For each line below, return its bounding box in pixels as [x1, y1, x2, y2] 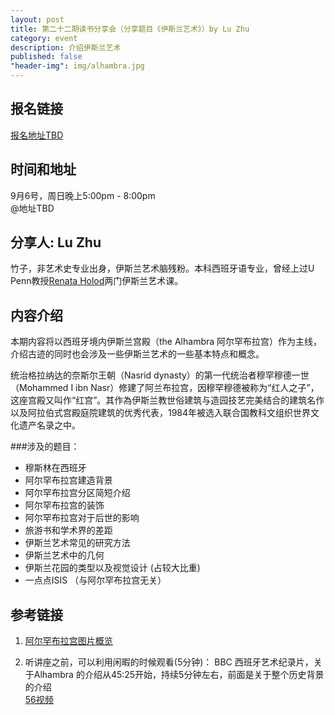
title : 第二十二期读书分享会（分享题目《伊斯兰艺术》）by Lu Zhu [10, 24, 250, 34]
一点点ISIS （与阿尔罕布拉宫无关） [24, 574, 167, 586]
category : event [10, 33, 78, 43]
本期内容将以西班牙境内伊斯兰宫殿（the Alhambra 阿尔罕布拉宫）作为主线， [10, 336, 323, 348]
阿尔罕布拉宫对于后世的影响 [24, 512, 140, 524]
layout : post [10, 14, 65, 25]
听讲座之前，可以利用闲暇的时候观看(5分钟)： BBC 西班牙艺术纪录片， [24, 656, 314, 668]
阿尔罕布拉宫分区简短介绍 [24, 487, 131, 499]
